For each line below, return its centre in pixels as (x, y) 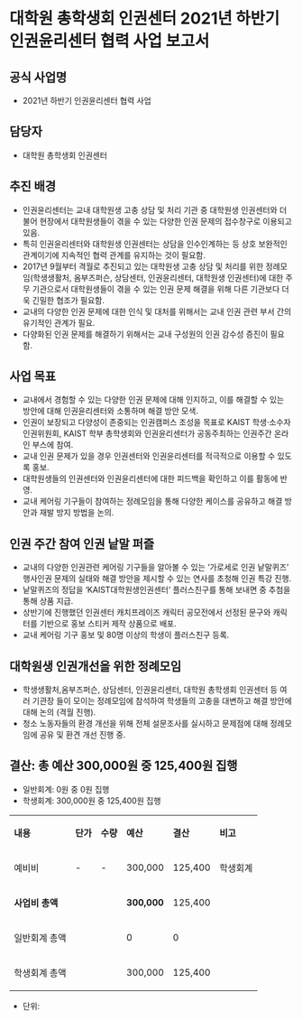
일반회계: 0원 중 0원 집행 (66, 789)
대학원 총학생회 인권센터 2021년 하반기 (145, 19)
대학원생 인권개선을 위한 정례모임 (96, 666)
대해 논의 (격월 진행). (59, 712)
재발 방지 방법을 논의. (77, 513)
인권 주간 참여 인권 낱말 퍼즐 (82, 544)
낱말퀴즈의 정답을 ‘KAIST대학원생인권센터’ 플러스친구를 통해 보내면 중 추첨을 (156, 590)
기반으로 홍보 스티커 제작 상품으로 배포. (108, 624)
